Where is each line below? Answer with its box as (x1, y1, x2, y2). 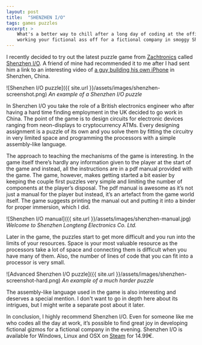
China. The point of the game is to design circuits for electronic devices (6, 115, 183, 122)
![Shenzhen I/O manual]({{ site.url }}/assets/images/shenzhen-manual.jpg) (6, 215, 191, 222)
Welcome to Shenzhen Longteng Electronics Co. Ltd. (6, 222, 137, 229)
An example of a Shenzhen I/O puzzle (48, 91, 142, 98)
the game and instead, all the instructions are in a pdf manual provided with (6, 165, 193, 172)
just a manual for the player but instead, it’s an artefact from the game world (6, 191, 194, 197)
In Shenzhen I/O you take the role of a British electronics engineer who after (6, 102, 194, 109)
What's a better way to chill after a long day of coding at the (17, 31, 185, 37)
